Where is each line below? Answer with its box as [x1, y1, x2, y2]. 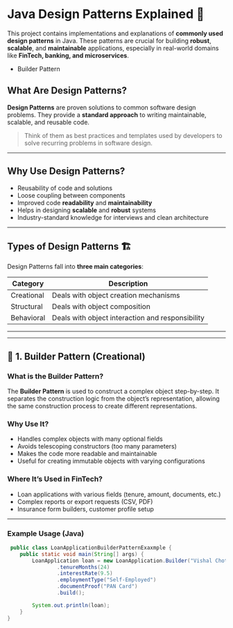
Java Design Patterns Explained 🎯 [7, 6, 205, 22]
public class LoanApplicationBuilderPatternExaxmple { [10, 544, 172, 551]
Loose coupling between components [17, 191, 126, 200]
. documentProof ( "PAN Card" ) [56, 583, 138, 590]
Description [108, 279, 148, 288]
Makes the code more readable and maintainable [17, 450, 157, 458]
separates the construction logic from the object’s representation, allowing [7, 394, 220, 403]
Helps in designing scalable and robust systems [17, 206, 156, 214]
